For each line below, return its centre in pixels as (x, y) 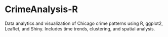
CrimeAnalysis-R (41, 9)
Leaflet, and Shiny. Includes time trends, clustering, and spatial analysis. (80, 28)
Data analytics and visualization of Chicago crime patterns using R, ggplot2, (84, 23)
